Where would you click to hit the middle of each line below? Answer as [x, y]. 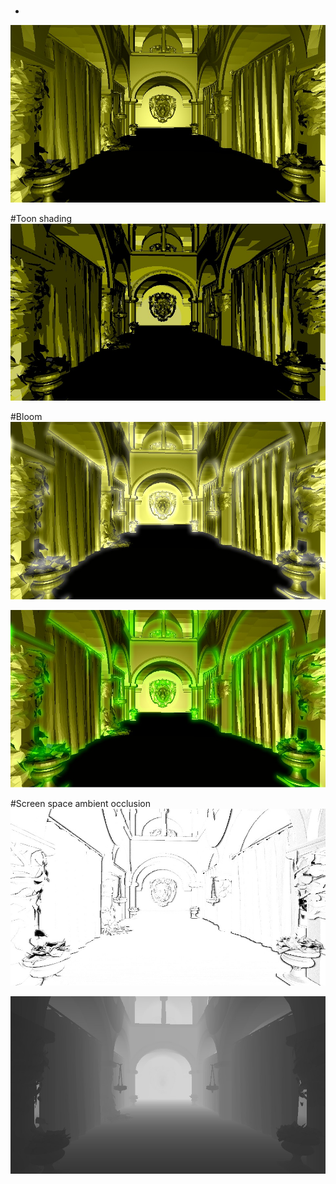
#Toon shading [41, 218]
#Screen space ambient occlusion [81, 803]
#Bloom [26, 417]
